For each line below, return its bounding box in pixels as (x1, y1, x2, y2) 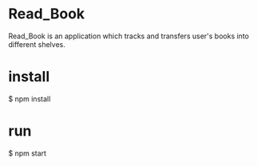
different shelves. (8, 39, 65, 49)
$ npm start (8, 148, 46, 158)
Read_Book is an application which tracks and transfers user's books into (8, 31, 250, 41)
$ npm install (8, 93, 51, 104)
